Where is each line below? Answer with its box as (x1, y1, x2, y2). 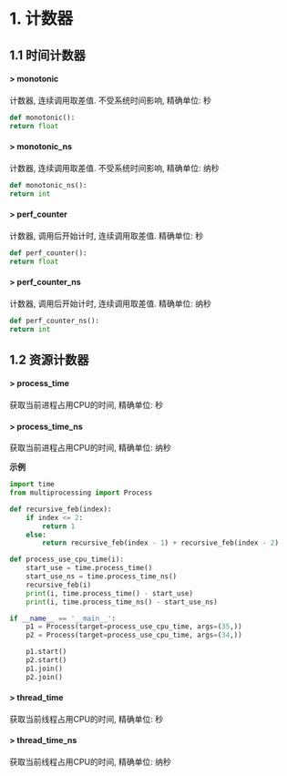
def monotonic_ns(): (9, 180, 88, 189)
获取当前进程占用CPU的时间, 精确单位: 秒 (9, 399, 164, 410)
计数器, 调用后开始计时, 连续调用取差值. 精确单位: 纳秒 (9, 298, 211, 309)
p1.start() (26, 648, 67, 657)
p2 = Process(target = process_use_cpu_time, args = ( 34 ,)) (26, 630, 243, 640)
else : (26, 530, 47, 539)
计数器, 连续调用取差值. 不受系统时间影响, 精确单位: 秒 (9, 95, 211, 106)
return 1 (42, 521, 76, 531)
